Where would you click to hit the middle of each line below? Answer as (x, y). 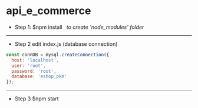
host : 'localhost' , (35, 60)
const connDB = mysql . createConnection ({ (58, 55)
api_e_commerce (49, 11)
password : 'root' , (34, 71)
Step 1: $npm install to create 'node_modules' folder (79, 27)
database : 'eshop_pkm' (39, 77)
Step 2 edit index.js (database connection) (66, 44)
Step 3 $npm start (37, 99)
